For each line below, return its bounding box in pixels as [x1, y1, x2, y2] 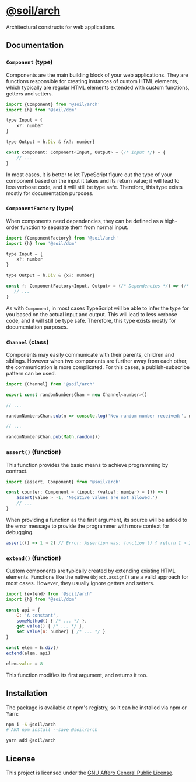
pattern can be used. [6, 370, 57, 377]
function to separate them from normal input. [20, 224, 129, 231]
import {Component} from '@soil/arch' [6, 101, 100, 107]
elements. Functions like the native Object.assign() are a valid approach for [6, 573, 188, 580]
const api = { [6, 607, 41, 613]
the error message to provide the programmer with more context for [6, 523, 170, 530]
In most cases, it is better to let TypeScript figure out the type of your [6, 171, 172, 178]
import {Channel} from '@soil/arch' [6, 381, 95, 387]
